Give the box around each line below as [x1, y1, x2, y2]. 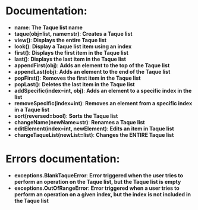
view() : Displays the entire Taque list [14, 36, 107, 43]
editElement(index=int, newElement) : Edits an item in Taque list [14, 125, 174, 132]
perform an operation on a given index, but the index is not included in [14, 190, 191, 198]
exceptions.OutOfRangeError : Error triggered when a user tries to [14, 184, 180, 192]
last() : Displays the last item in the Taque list [14, 55, 126, 62]
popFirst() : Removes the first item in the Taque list [14, 74, 141, 82]
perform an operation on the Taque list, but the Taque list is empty [14, 178, 181, 185]
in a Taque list [14, 106, 50, 113]
